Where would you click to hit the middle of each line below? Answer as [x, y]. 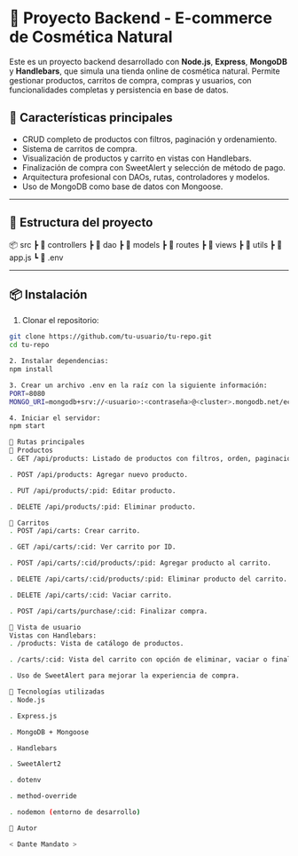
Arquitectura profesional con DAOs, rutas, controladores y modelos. [146, 177]
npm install [31, 369]
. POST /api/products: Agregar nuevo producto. [99, 474]
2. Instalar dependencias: [59, 361]
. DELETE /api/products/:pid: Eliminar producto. [103, 507]
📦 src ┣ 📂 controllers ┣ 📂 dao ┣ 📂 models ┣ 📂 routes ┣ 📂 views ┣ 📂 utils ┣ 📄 [145, 244]
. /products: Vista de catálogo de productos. [97, 644]
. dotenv [25, 781]
